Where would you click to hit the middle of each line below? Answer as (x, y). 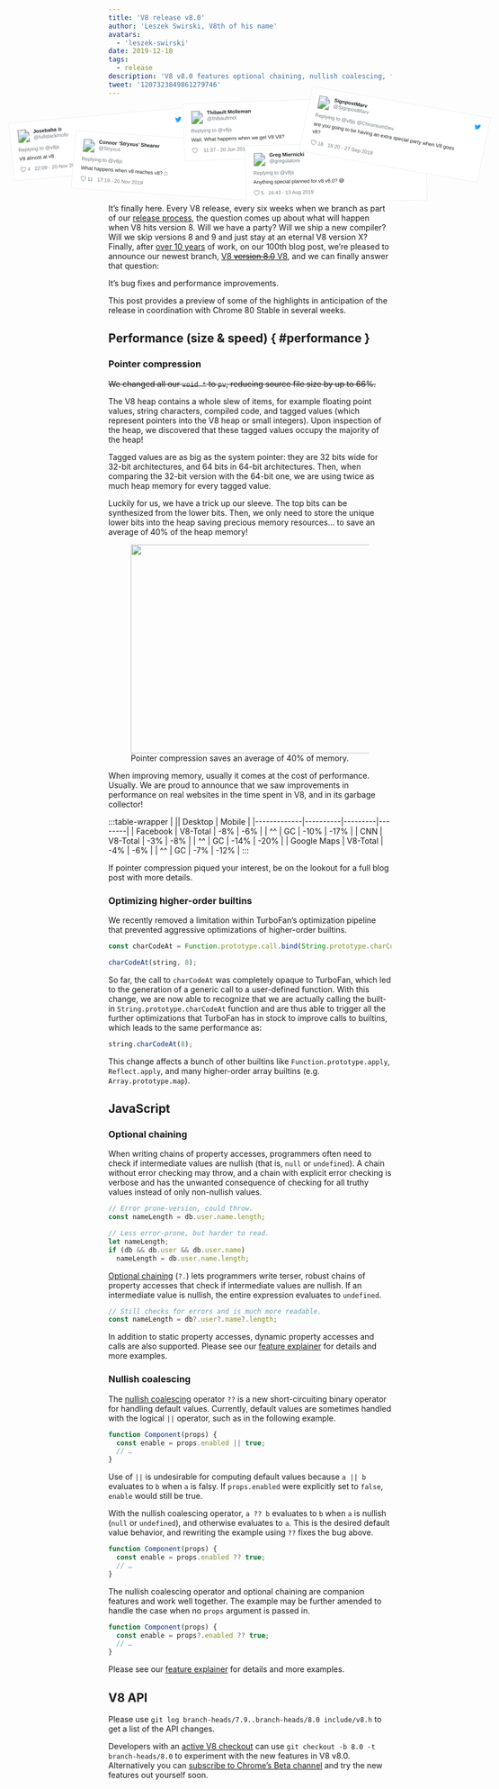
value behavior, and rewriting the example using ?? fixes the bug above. (241, 1532)
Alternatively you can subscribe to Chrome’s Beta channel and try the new (245, 1765)
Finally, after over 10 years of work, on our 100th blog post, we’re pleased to (249, 247)
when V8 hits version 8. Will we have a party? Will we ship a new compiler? (247, 228)
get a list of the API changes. (162, 1729)
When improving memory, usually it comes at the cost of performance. (239, 775)
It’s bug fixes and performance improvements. (193, 284)
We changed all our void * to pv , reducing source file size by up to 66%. (242, 384)
